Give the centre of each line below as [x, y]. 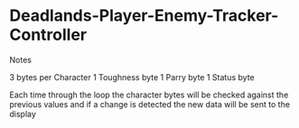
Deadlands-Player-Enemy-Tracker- [144, 16]
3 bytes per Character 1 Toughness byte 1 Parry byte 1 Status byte [132, 77]
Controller [48, 35]
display [23, 114]
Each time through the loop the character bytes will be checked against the [149, 95]
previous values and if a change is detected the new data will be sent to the [150, 104]
